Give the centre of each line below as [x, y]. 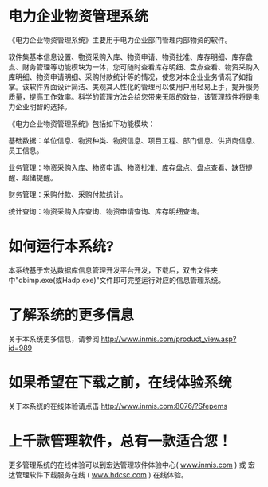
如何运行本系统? [61, 247]
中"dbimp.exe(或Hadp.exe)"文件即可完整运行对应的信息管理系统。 [117, 280]
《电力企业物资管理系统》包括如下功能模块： [82, 124]
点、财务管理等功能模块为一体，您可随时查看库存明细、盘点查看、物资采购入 [134, 67]
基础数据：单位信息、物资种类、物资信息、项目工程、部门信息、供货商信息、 [134, 140]
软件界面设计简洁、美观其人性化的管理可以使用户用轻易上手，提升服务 [144, 86]
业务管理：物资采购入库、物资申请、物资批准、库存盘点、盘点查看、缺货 [127, 167]
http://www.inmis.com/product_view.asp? [169, 339]
